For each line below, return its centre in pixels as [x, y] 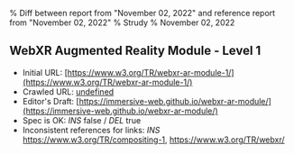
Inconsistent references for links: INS [91, 130]
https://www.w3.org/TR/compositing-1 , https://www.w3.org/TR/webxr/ [154, 140]
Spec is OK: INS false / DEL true [82, 120]
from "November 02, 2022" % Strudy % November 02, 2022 [122, 23]
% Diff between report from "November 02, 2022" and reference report [142, 13]
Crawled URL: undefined [68, 91]
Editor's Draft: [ [51, 101]
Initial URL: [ [45, 72]
